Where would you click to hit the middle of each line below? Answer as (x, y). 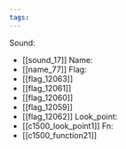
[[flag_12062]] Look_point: (70, 116)
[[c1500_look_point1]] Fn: (67, 126)
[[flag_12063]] (47, 78)
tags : (19, 17)
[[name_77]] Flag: (54, 69)
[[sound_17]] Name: (57, 59)
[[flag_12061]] (47, 88)
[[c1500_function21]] (59, 135)
